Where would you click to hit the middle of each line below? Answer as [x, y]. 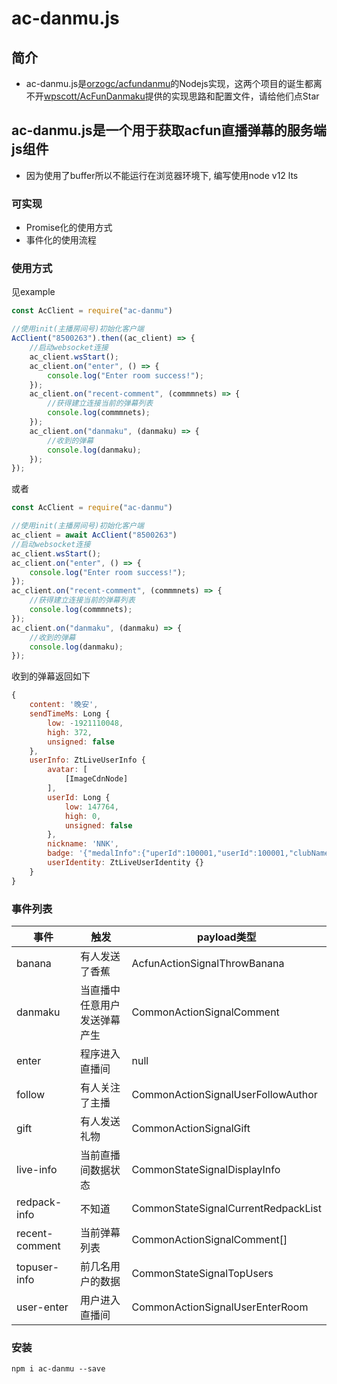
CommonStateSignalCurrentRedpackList [226, 1208]
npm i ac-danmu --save [58, 1369]
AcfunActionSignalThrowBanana [208, 963]
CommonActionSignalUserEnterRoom [220, 1307]
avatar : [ [67, 770]
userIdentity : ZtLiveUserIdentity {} [125, 863]
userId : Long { [79, 797]
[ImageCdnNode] [96, 779]
